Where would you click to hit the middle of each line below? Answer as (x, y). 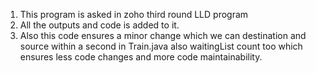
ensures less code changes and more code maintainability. (141, 57)
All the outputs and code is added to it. (99, 25)
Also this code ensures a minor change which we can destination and (163, 35)
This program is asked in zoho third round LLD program (134, 14)
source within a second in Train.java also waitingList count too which (161, 46)
